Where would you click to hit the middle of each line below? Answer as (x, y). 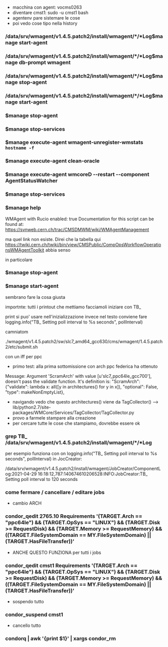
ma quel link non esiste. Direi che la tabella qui (53, 239)
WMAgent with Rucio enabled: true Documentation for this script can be (80, 219)
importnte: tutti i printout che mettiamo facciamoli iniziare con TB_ (73, 307)
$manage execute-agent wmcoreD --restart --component (77, 175)
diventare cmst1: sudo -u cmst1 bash (50, 13)
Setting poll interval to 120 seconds (41, 479)
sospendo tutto (28, 601)
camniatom (17, 332)
